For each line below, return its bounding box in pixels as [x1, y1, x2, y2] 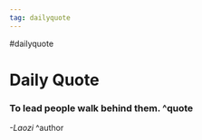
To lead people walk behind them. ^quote [9, 101, 194, 114]
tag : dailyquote [9, 13, 71, 23]
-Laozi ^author [9, 123, 64, 134]
